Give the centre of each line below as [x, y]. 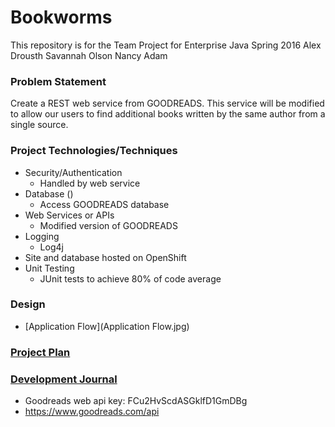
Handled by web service [90, 183]
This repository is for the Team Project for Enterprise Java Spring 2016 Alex [166, 45]
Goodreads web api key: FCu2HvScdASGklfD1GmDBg [136, 401]
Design [28, 304]
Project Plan [40, 352]
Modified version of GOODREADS [108, 225]
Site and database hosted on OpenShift [105, 257]
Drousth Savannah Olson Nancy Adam [89, 55]
